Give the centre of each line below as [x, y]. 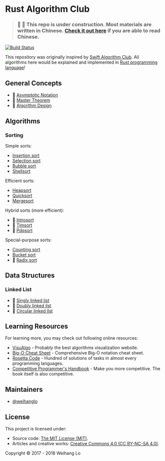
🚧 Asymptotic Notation [35, 95]
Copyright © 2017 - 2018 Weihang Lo [43, 453]
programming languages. [38, 363]
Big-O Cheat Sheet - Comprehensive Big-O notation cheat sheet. [78, 353]
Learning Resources [36, 327]
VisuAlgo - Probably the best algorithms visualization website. [75, 348]
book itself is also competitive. [43, 374]
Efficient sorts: [20, 181]
